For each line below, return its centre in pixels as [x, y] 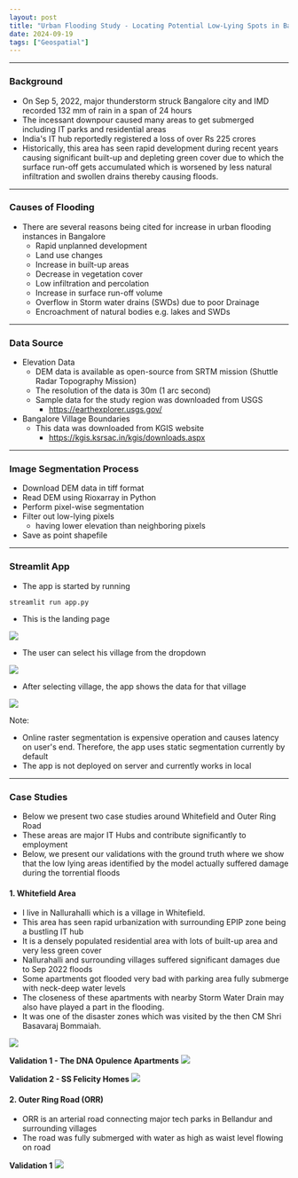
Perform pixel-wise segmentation [83, 507]
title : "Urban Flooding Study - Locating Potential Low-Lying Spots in [144, 26]
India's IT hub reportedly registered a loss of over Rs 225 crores [139, 138]
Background [36, 82]
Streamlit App [39, 567]
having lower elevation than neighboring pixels [120, 526]
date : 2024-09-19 [41, 34]
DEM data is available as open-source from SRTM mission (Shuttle [157, 372]
